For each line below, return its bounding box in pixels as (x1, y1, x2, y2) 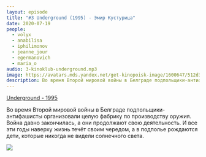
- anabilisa (12, 37, 43, 44)
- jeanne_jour (12, 49, 48, 55)
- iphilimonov (12, 44, 48, 50)
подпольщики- (126, 106, 166, 113)
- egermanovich (12, 55, 51, 61)
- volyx (12, 32, 32, 38)
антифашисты (6, 113, 43, 120)
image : (6, 72, 23, 78)
